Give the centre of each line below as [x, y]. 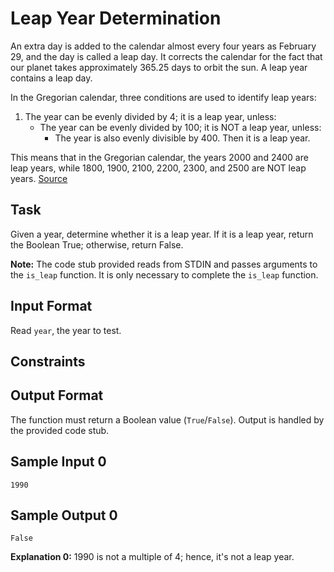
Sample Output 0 [64, 515]
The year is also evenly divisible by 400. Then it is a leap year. [182, 138]
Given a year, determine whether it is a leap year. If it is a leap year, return [162, 234]
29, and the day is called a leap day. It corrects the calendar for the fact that [166, 56]
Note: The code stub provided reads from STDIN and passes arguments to [164, 264]
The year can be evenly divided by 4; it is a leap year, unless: [150, 116]
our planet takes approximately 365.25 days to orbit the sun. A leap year [159, 67]
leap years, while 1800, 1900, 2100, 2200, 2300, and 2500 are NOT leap [158, 168]
